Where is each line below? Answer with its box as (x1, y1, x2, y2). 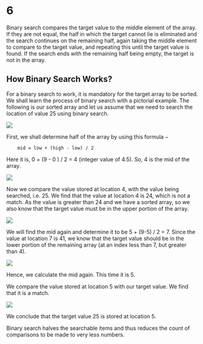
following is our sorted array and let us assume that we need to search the (6, 103, 193, 111)
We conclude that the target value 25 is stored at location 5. (6, 312, 157, 320)
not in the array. (6, 56, 46, 64)
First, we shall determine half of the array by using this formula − (6, 133, 169, 141)
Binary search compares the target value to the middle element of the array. (6, 24, 197, 31)
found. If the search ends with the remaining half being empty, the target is (6, 49, 194, 57)
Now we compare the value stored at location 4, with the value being (6, 185, 179, 192)
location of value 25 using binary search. (6, 109, 109, 117)
